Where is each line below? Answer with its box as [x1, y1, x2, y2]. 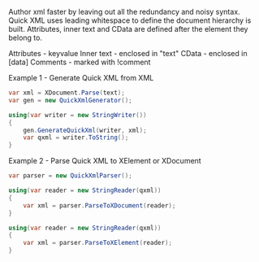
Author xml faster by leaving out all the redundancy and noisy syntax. [8, 7, 241, 16]
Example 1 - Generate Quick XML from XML [8, 73, 154, 82]
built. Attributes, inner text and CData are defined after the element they [8, 24, 248, 33]
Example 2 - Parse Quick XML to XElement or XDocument [8, 156, 201, 166]
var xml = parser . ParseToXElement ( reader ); [23, 239, 173, 247]
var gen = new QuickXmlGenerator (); [8, 96, 132, 104]
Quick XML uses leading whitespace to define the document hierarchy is [8, 15, 252, 25]
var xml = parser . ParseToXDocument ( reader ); [23, 201, 176, 210]
